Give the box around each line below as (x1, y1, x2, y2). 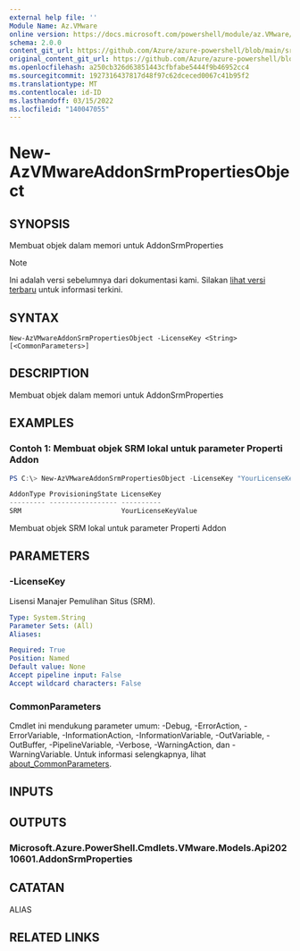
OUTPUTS (9, 814, 67, 829)
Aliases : (9, 629, 42, 639)
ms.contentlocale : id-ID (9, 88, 102, 97)
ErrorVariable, (9, 730, 61, 741)
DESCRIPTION (9, 366, 89, 381)
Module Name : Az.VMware (9, 21, 98, 30)
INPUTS (9, 784, 54, 800)
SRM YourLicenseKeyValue (9, 507, 198, 516)
